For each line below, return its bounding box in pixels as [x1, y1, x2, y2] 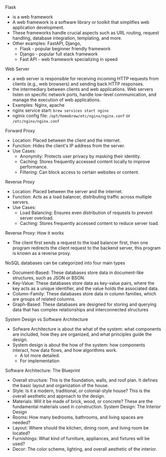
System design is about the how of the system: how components [12, 342, 146, 348]
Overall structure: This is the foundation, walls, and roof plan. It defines [12, 377, 158, 383]
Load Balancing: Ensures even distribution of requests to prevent [19, 210, 153, 216]
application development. [12, 24, 65, 30]
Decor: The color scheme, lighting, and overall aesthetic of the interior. [12, 446, 158, 452]
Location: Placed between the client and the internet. [12, 137, 121, 143]
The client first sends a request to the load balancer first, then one [12, 239, 148, 245]
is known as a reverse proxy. [12, 250, 71, 256]
